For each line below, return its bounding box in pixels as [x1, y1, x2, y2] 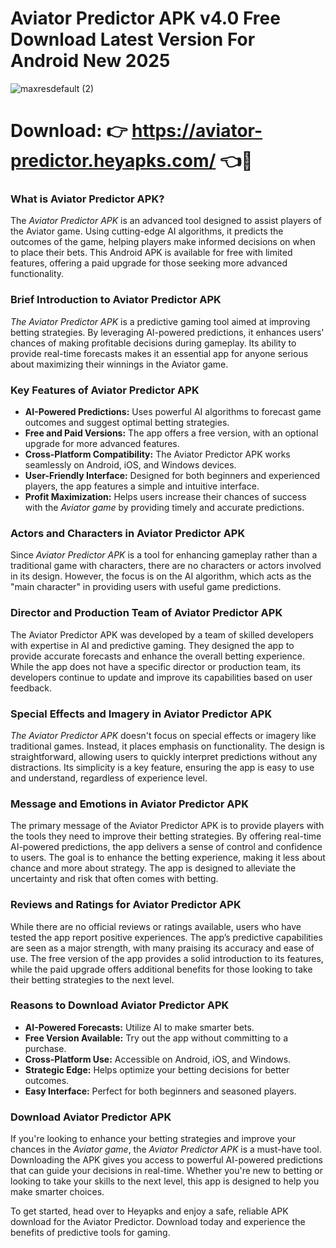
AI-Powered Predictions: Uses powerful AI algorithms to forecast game [24, 406, 322, 418]
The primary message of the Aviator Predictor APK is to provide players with [10, 820, 325, 832]
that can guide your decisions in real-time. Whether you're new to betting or [10, 1165, 323, 1177]
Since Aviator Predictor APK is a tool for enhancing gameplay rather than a [10, 549, 318, 561]
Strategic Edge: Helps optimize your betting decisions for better [24, 1063, 290, 1076]
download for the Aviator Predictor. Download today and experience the [10, 1216, 306, 1228]
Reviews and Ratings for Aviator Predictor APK [10, 898, 242, 912]
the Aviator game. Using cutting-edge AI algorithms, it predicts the [10, 225, 284, 237]
